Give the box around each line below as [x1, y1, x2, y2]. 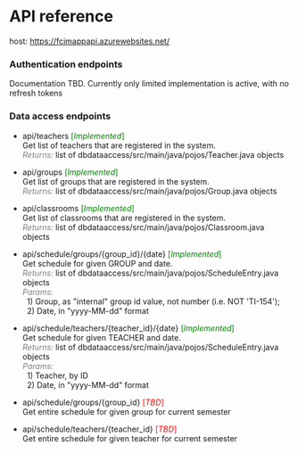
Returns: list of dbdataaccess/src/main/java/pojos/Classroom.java [21, 221, 265, 233]
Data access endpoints [9, 110, 112, 122]
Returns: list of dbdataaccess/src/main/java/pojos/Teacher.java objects [21, 149, 285, 160]
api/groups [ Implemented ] [21, 167, 119, 177]
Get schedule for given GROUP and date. [21, 258, 173, 268]
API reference [9, 6, 114, 27]
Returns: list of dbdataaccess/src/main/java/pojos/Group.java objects [21, 185, 277, 196]
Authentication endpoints [9, 58, 123, 70]
